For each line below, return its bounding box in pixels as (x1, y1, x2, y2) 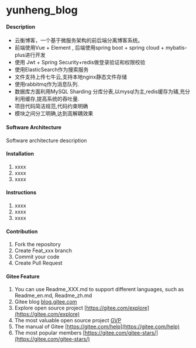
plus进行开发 (14, 51, 46, 58)
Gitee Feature (6, 273, 40, 280)
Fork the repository (14, 241, 61, 248)
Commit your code (14, 253, 60, 260)
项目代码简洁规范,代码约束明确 (14, 103, 88, 110)
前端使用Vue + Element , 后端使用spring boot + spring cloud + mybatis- (14, 44, 187, 51)
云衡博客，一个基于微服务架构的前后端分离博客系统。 (14, 37, 143, 44)
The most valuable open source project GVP (14, 317, 122, 324)
